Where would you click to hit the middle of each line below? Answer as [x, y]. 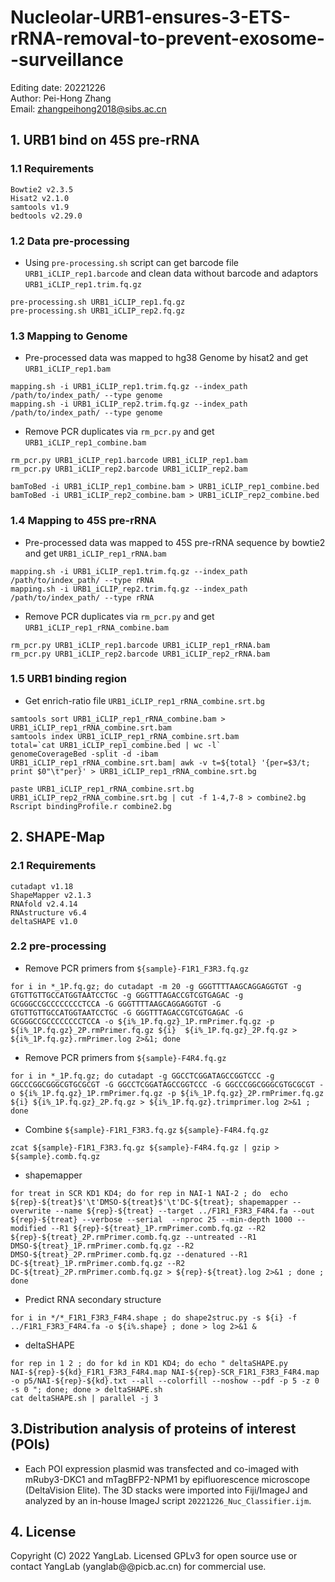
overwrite [31, 1211]
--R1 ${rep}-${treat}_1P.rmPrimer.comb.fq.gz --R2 [158, 1228]
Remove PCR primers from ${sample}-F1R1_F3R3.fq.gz [137, 968]
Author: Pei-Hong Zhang [61, 98]
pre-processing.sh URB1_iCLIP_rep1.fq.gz [98, 302]
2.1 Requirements [53, 866]
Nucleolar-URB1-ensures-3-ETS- [150, 17]
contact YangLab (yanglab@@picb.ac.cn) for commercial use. [138, 1567]
